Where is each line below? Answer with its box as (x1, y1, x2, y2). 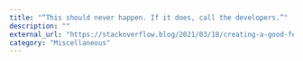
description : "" (9, 22, 70, 30)
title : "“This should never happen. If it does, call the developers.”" (9, 13, 289, 22)
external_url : (9, 30, 63, 39)
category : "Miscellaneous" (9, 38, 111, 48)
